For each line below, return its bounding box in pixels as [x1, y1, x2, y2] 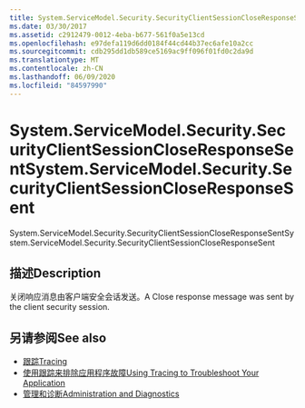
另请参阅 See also [9, 330, 107, 345]
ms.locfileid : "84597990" [9, 81, 107, 90]
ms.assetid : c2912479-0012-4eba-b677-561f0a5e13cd [9, 30, 205, 39]
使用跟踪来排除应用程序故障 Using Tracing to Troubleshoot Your [22, 367, 260, 378]
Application [22, 378, 66, 389]
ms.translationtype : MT [9, 55, 100, 65]
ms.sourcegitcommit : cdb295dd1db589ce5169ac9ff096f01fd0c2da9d [9, 47, 254, 56]
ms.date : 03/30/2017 [9, 22, 88, 31]
